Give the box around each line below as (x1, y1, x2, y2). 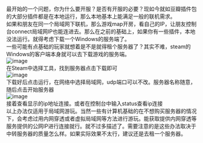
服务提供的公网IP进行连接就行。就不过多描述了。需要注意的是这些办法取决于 (6, 122, 196, 130)
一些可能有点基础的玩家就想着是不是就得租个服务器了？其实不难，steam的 (6, 43, 192, 50)
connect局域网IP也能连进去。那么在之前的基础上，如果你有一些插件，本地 (11, 28, 196, 35)
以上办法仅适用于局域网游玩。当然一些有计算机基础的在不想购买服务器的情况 (6, 107, 197, 115)
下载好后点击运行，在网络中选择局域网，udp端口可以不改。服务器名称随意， (6, 78, 196, 86)
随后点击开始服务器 (6, 86, 54, 93)
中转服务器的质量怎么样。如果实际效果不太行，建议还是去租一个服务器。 (6, 130, 186, 137)
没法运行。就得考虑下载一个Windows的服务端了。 (6, 36, 130, 42)
